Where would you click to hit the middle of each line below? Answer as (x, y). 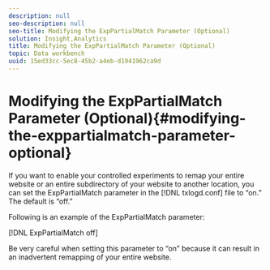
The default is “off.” (41, 201)
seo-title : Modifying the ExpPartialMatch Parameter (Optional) (119, 31)
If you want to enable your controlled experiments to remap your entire (126, 175)
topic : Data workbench (47, 54)
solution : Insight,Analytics (58, 39)
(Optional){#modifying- (165, 119)
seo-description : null (47, 24)
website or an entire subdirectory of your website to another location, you (131, 184)
